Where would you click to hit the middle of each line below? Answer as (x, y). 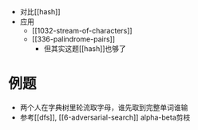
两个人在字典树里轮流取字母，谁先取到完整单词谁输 (104, 107)
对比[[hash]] (40, 12)
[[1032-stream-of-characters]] (82, 31)
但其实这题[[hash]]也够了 (85, 49)
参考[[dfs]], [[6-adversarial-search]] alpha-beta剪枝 (105, 117)
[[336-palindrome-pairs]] (73, 39)
